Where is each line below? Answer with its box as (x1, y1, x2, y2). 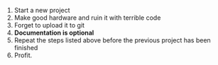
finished (13, 44, 38, 52)
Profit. (13, 51, 33, 59)
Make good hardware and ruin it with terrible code (13, 13, 161, 22)
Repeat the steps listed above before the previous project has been (13, 36, 211, 45)
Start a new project (13, 6, 70, 14)
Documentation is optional (13, 28, 94, 37)
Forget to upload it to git (13, 21, 85, 29)
